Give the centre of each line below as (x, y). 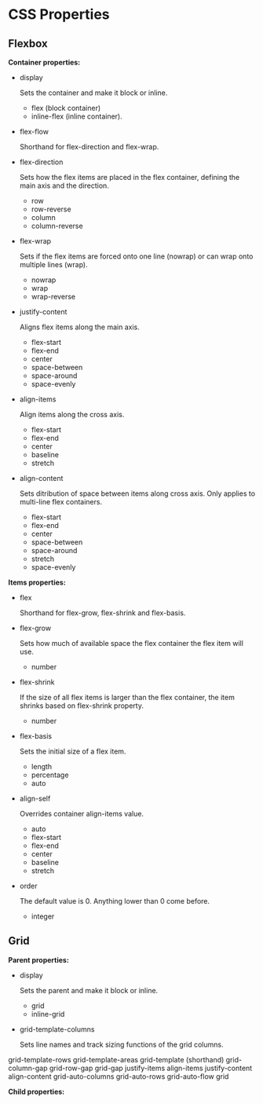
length (42, 767)
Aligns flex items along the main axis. (79, 327)
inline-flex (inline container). (77, 116)
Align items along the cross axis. (72, 414)
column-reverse (57, 226)
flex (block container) (66, 108)
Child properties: (37, 1091)
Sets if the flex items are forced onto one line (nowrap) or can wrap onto (136, 256)
